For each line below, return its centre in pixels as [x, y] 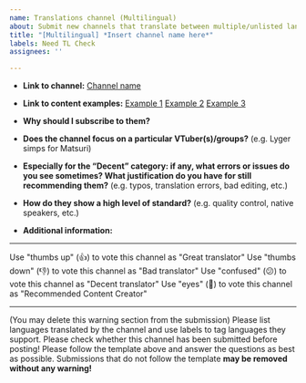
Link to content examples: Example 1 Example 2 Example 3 [134, 104]
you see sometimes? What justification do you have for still [137, 176]
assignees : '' [36, 52]
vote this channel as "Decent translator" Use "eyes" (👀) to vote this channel [151, 285]
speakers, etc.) [51, 213]
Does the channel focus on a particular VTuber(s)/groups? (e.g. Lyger [157, 139]
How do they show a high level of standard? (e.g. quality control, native [158, 203]
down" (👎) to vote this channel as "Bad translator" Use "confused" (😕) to [148, 271]
